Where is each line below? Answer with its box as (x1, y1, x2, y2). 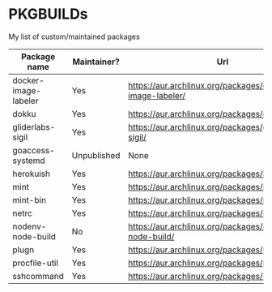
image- (12, 84, 42, 96)
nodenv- (12, 221, 47, 232)
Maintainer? (72, 56, 120, 67)
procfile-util (12, 257, 59, 268)
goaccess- (12, 144, 55, 156)
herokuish (12, 168, 51, 179)
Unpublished (71, 149, 121, 161)
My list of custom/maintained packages (8, 32, 140, 41)
